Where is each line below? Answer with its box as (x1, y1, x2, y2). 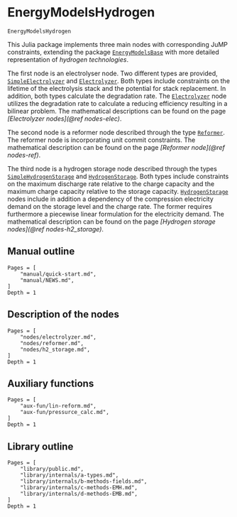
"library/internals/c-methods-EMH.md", (20, 484, 138, 491)
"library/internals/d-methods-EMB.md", (20, 491, 138, 498)
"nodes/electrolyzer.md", (20, 333, 97, 341)
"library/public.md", (20, 466, 84, 473)
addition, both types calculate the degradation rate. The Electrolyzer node (7, 92, 227, 100)
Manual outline (7, 246, 75, 258)
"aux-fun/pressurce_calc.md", (20, 409, 110, 416)
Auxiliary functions (7, 377, 94, 389)
